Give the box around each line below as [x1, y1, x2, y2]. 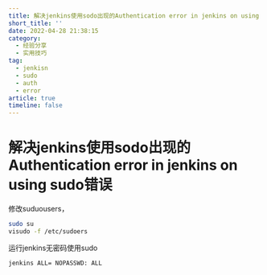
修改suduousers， [8, 204, 69, 214]
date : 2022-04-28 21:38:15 [8, 27, 99, 35]
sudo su [8, 220, 35, 228]
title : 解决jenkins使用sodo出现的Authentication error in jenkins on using [8, 11, 260, 20]
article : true [8, 94, 56, 102]
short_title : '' [8, 19, 63, 27]
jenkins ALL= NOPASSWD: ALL [8, 259, 103, 267]
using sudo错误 [8, 176, 113, 194]
